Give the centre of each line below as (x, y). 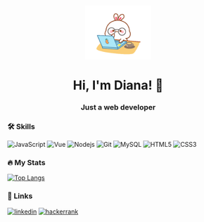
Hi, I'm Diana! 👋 (118, 85)
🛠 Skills (21, 126)
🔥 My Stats (26, 162)
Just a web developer (118, 107)
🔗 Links (20, 196)
